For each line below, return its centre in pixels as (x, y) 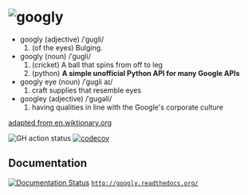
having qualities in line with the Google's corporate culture (128, 107)
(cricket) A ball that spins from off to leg (97, 65)
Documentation (48, 163)
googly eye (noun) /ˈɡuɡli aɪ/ (66, 82)
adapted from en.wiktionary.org (60, 122)
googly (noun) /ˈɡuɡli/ (55, 56)
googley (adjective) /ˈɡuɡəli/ (66, 98)
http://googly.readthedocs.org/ (145, 183)
